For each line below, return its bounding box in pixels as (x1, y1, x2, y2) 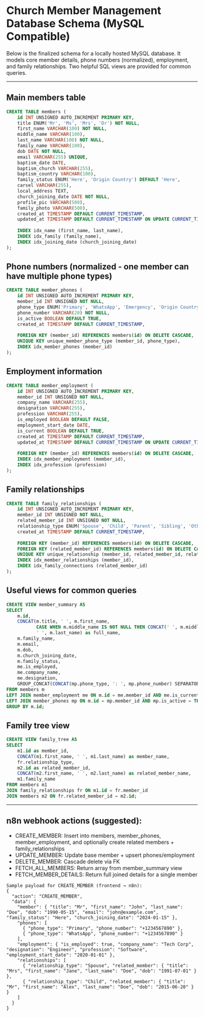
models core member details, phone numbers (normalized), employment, (6, 56, 189, 63)
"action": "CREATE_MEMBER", (12, 893, 83, 899)
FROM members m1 (6, 782, 47, 788)
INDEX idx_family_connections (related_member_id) (17, 563, 148, 569)
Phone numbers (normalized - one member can (6, 261, 189, 272)
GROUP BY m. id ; (6, 703, 45, 710)
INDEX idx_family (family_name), (17, 233, 102, 239)
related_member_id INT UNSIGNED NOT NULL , (17, 517, 126, 524)
